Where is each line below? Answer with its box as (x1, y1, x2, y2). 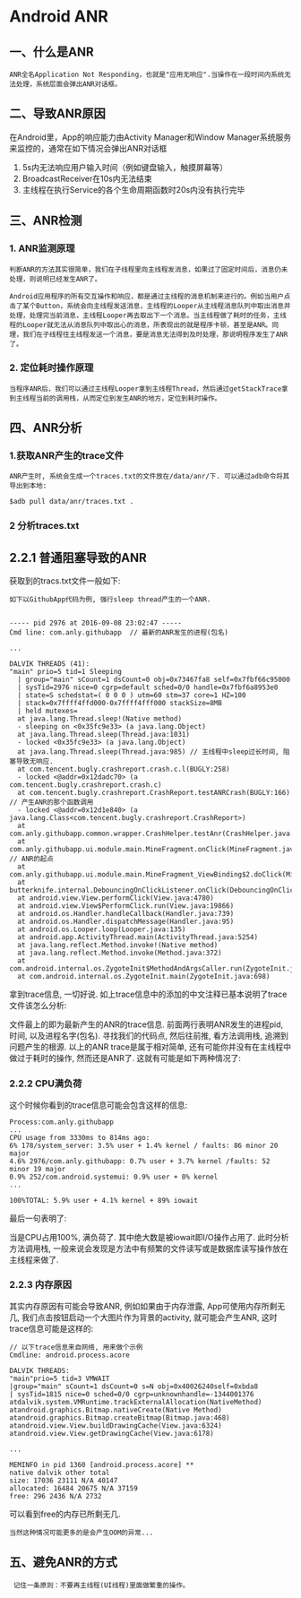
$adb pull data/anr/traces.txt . (9, 497, 134, 506)
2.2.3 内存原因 (9, 1279, 73, 1291)
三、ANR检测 (9, 213, 82, 229)
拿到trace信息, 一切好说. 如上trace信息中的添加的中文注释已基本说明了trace (9, 989, 288, 1000)
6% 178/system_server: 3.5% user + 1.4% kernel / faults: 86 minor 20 (9, 1141, 279, 1150)
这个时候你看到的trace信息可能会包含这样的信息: (9, 1100, 188, 1110)
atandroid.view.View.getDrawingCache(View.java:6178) (9, 1429, 215, 1438)
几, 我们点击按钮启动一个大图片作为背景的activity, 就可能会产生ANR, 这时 (9, 1311, 278, 1323)
